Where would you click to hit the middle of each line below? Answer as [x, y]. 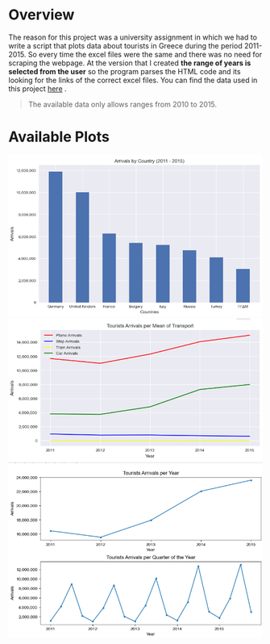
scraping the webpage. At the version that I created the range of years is [130, 63]
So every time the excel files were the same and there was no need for [145, 54]
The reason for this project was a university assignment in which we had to [133, 37]
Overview [42, 15]
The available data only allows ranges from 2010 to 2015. [123, 104]
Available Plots [59, 137]
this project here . [37, 88]
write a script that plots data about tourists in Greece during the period [126, 45]
